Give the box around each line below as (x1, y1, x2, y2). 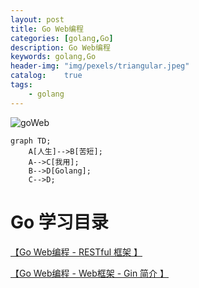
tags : (10, 80, 33, 90)
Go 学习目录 (10, 211, 109, 233)
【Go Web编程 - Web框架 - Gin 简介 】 (10, 267, 170, 279)
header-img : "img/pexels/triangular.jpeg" (10, 61, 190, 71)
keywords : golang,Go (10, 52, 97, 62)
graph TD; (10, 136, 52, 146)
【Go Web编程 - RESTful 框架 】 (10, 246, 143, 258)
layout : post (10, 14, 65, 25)
